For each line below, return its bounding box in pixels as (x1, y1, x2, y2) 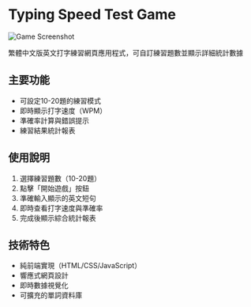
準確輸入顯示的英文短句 (19, 193, 96, 203)
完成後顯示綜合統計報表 (19, 213, 96, 222)
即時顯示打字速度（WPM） (19, 105, 107, 116)
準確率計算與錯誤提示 (19, 116, 89, 125)
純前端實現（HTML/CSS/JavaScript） (19, 261, 142, 271)
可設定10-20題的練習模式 (19, 96, 101, 105)
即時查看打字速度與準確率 (19, 203, 103, 213)
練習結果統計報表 (19, 125, 76, 135)
